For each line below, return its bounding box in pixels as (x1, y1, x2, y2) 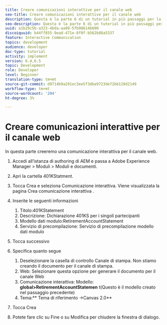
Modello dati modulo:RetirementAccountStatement (19, 218, 124, 224)
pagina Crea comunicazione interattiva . (12, 188, 94, 194)
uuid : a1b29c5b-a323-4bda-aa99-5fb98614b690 (5, 26, 99, 31)
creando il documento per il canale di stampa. (19, 263, 114, 269)
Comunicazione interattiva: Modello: (19, 279, 94, 285)
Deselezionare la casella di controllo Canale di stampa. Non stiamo (19, 258, 157, 264)
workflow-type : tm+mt (5, 86, 50, 91)
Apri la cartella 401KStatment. (12, 173, 74, 179)
